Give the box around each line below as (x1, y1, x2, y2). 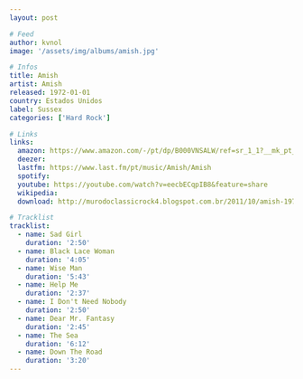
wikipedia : (17, 188, 59, 197)
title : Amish (9, 71, 59, 81)
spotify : (17, 171, 50, 181)
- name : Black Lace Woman (17, 246, 115, 256)
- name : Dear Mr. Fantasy (17, 314, 115, 323)
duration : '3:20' (25, 356, 91, 365)
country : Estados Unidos (9, 96, 103, 105)
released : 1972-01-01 (9, 88, 91, 97)
